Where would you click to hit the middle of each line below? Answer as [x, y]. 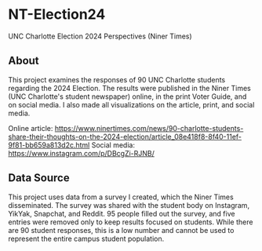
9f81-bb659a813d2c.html [49, 145]
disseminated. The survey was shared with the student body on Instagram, [129, 205]
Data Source [39, 178]
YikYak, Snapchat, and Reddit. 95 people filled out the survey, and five [122, 213]
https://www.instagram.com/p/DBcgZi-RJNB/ [82, 153]
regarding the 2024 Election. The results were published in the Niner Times [129, 88]
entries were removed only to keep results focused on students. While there [131, 222]
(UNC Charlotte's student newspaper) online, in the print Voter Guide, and [127, 96]
